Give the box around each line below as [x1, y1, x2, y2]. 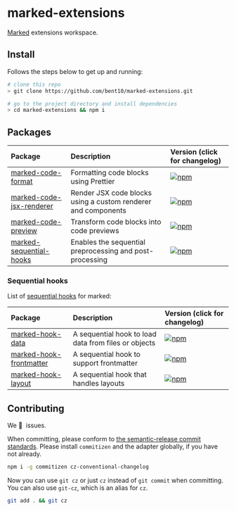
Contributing [7, 403, 65, 415]
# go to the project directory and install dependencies [7, 100, 178, 107]
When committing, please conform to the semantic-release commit [7, 435, 202, 443]
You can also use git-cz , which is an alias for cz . [7, 484, 148, 492]
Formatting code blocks [70, 168, 149, 177]
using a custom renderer [70, 197, 152, 207]
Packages [7, 126, 51, 138]
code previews [70, 226, 119, 236]
